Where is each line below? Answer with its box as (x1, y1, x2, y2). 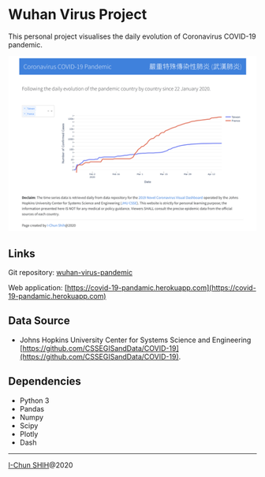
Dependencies (8, 375, 81, 388)
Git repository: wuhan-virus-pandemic (8, 268, 132, 278)
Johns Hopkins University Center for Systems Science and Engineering (19, 335, 252, 345)
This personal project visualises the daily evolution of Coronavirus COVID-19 (8, 32, 256, 41)
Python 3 (19, 396, 50, 405)
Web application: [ (8, 283, 68, 293)
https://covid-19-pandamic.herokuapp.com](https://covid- (66, 283, 256, 293)
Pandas (19, 404, 45, 413)
